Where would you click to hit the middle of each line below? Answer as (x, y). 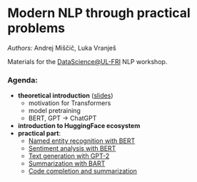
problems (36, 28)
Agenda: (22, 80)
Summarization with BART (67, 164)
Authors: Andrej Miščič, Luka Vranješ (62, 48)
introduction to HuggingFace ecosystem (79, 126)
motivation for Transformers (70, 103)
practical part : (39, 134)
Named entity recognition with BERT (82, 141)
